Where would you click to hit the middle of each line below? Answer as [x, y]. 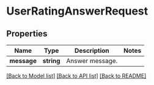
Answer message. [92, 61]
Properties [27, 34]
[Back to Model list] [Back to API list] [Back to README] [76, 76]
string [51, 61]
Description [92, 51]
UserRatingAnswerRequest [77, 11]
